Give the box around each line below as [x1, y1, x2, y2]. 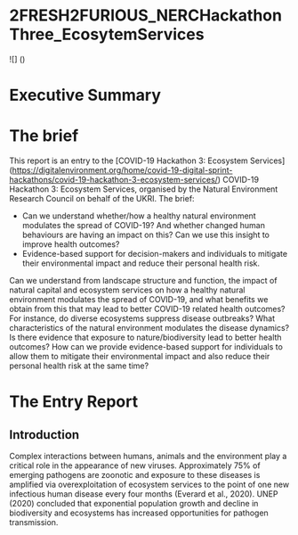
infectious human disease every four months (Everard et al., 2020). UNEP [9, 489, 278, 499]
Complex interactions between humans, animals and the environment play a [9, 451, 287, 462]
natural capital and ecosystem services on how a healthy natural [9, 284, 246, 295]
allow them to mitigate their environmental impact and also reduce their [9, 351, 270, 362]
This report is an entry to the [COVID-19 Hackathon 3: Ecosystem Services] [9, 155, 286, 166]
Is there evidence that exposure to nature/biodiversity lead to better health [9, 332, 282, 343]
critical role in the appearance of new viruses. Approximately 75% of [9, 460, 261, 471]
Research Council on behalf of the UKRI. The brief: [9, 193, 195, 204]
